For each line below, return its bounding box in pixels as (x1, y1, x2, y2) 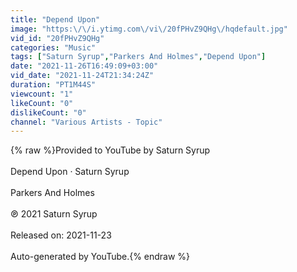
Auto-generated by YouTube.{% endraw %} (10, 251, 191, 263)
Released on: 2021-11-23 (10, 229, 112, 241)
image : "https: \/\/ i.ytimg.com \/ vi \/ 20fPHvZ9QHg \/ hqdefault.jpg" (10, 24, 288, 34)
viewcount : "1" (10, 89, 74, 99)
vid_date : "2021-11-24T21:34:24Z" (10, 71, 155, 81)
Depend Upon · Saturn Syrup (10, 166, 130, 178)
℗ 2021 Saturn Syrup (10, 208, 98, 220)
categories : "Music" (10, 42, 97, 53)
